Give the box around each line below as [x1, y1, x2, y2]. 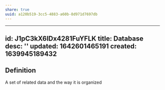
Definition [5, 67, 36, 75]
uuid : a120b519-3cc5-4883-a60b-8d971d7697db [5, 12, 98, 17]
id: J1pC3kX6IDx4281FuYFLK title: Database [5, 34, 144, 43]
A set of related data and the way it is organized [5, 79, 102, 85]
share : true [5, 7, 29, 12]
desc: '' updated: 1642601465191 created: [5, 42, 137, 50]
